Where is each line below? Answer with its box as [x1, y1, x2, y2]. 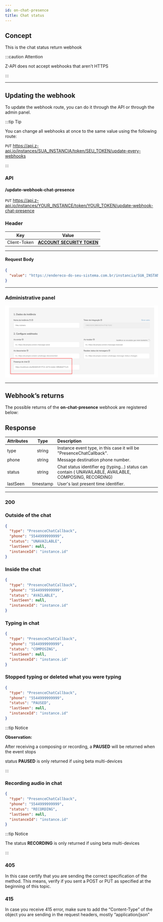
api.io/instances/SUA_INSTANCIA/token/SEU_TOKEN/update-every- [5, 148, 141, 154]
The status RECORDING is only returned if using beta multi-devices [5, 840, 140, 846]
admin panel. [5, 109, 31, 115]
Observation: [5, 734, 33, 740]
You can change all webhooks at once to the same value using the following [5, 128, 157, 134]
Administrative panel [5, 294, 56, 301]
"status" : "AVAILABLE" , [9, 593, 57, 598]
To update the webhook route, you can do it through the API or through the [5, 104, 154, 110]
